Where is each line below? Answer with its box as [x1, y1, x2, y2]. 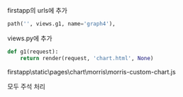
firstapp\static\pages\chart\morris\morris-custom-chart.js [7, 67, 176, 76]
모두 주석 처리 [7, 82, 46, 91]
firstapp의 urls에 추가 [7, 6, 67, 14]
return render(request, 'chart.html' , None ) [20, 55, 154, 62]
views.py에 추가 [7, 34, 52, 42]
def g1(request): [7, 48, 59, 55]
